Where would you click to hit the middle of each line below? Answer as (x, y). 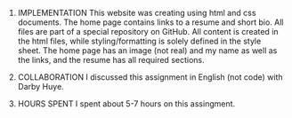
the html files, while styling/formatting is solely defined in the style (139, 41)
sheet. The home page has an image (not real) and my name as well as (147, 51)
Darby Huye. (41, 87)
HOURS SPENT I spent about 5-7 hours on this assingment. (126, 104)
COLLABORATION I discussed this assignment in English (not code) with (150, 77)
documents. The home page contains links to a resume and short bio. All (150, 22)
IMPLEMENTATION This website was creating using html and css (137, 13)
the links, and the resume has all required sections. (111, 60)
